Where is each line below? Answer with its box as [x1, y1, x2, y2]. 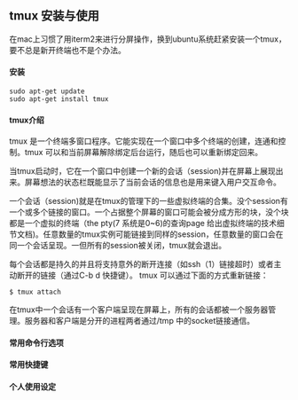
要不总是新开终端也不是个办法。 [9, 44, 126, 55]
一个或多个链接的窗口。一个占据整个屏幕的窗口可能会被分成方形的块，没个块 [9, 207, 289, 217]
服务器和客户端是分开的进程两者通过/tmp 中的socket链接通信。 [24, 316, 255, 326]
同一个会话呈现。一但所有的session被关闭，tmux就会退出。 [9, 240, 227, 251]
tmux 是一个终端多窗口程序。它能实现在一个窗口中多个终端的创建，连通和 [9, 136, 278, 146]
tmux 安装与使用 [9, 8, 100, 24]
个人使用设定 [9, 381, 56, 392]
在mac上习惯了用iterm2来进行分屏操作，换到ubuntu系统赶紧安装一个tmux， [9, 34, 286, 44]
